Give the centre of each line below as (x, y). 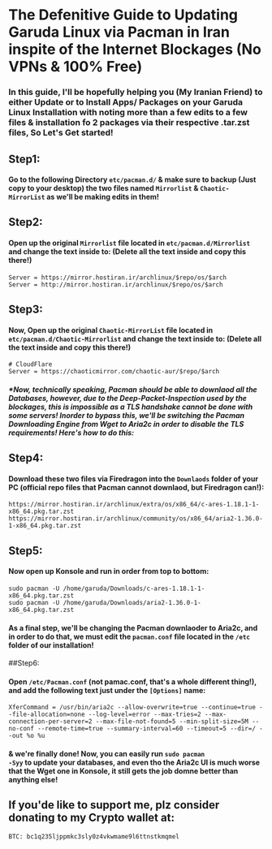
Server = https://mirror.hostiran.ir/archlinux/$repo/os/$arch (118, 278)
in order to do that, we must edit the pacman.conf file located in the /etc (129, 636)
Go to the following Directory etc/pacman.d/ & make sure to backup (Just (132, 179)
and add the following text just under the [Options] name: (107, 690)
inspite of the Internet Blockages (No (135, 50)
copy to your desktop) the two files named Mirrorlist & (104, 188)
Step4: (26, 458)
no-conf (22, 729)
